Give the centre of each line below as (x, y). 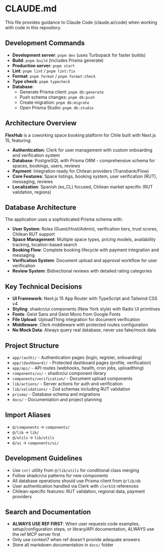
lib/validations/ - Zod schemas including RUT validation (71, 389)
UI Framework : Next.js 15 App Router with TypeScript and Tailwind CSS (85, 299)
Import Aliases (28, 415)
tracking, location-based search (45, 245)
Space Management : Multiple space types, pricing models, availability (84, 239)
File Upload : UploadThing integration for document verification (76, 320)
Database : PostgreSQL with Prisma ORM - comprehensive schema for (83, 160)
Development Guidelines (44, 458)
